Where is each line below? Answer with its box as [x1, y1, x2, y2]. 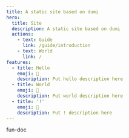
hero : [6, 14, 20, 20]
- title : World [12, 82, 50, 88]
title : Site [12, 20, 42, 26]
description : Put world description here [17, 93, 123, 99]
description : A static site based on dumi [12, 25, 121, 32]
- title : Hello [12, 64, 50, 71]
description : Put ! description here [17, 110, 113, 116]
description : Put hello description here [17, 76, 123, 82]
